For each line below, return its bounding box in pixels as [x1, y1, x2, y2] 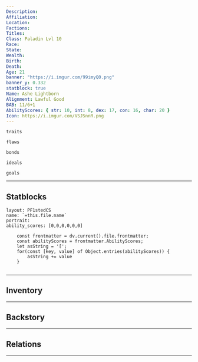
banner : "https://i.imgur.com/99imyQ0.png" [6, 74, 115, 80]
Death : [6, 63, 22, 70]
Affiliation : [6, 14, 38, 20]
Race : [6, 42, 19, 48]
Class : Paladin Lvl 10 [6, 36, 62, 42]
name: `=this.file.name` [6, 213, 67, 219]
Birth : [6, 58, 22, 64]
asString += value [27, 254, 72, 260]
